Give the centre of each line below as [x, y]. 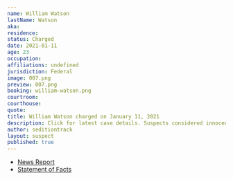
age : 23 [18, 53]
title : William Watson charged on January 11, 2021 [83, 116]
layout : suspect [31, 136]
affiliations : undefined [43, 65]
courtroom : [23, 98]
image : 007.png [29, 78]
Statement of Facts [44, 170]
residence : [23, 33]
